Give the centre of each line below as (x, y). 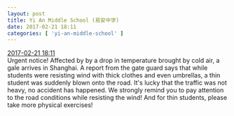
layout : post (26, 14)
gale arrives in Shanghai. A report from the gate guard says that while (108, 68)
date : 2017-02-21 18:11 (42, 27)
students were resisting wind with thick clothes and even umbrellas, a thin (114, 75)
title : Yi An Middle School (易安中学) (63, 20)
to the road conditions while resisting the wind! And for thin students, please (117, 98)
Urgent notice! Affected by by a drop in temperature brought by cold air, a (113, 61)
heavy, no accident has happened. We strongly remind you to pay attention (116, 90)
